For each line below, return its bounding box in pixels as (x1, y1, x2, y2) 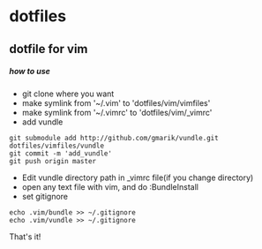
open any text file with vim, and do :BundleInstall (21, 181, 198, 192)
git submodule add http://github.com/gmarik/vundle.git (9, 133, 219, 142)
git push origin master (9, 156, 97, 165)
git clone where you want (21, 88, 115, 99)
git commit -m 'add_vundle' (9, 148, 113, 158)
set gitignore (21, 191, 69, 201)
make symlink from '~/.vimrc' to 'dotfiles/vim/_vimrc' (21, 107, 213, 117)
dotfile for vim (9, 41, 88, 57)
